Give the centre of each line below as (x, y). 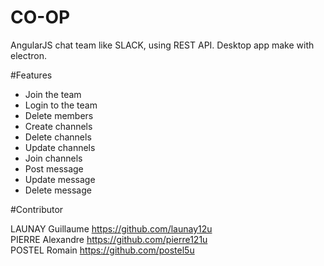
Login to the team (61, 105)
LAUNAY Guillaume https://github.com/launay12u (111, 228)
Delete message (58, 190)
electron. (29, 55)
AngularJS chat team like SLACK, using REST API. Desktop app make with (162, 45)
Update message (60, 179)
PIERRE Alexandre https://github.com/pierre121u (109, 239)
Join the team (53, 94)
